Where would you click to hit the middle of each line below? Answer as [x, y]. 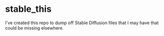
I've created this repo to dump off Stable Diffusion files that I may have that [82, 23]
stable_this [28, 9]
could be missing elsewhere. [34, 28]
